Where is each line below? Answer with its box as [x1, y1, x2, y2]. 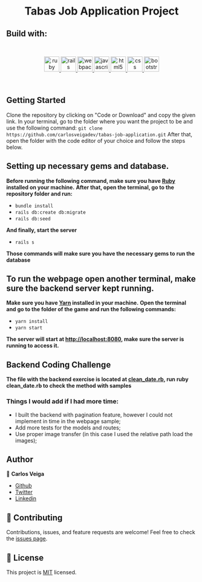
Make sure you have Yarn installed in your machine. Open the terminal [6, 299, 186, 306]
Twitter [15, 489, 33, 496]
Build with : [6, 28, 47, 39]
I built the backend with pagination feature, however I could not [15, 411, 173, 418]
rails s [15, 239, 34, 245]
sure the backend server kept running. [6, 283, 154, 294]
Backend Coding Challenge [6, 359, 111, 370]
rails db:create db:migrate [15, 209, 86, 216]
